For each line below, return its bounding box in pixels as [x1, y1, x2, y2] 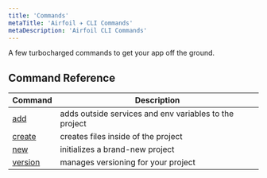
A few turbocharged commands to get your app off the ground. [8, 48, 215, 58]
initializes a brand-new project [60, 144, 175, 155]
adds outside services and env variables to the [60, 108, 234, 119]
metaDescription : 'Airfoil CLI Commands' [8, 26, 148, 34]
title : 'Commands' [8, 11, 69, 20]
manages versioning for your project [60, 157, 196, 168]
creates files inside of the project [60, 131, 183, 142]
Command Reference [8, 71, 116, 84]
